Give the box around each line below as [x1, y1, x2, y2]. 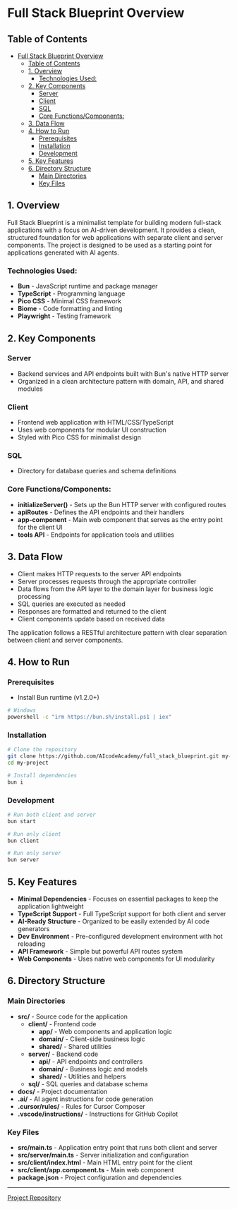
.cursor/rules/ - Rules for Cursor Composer [17, 1102, 146, 1110]
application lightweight [17, 901, 84, 911]
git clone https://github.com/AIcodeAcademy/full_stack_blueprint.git [7, 753, 219, 760]
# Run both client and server [7, 811, 97, 818]
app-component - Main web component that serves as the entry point [17, 515, 224, 523]
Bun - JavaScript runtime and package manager [17, 282, 158, 291]
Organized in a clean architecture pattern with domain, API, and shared [17, 377, 224, 385]
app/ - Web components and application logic [38, 1027, 173, 1035]
